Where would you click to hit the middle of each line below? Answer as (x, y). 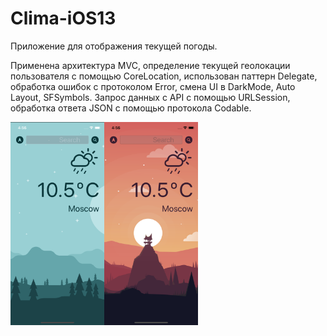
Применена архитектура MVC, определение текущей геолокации (150, 65)
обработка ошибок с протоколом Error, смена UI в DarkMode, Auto (153, 86)
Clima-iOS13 (63, 18)
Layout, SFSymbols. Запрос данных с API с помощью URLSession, (150, 97)
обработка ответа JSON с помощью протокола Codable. (131, 108)
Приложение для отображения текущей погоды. (114, 46)
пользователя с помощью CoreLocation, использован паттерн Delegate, (164, 76)
